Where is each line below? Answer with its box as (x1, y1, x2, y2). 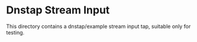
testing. (6, 29, 25, 36)
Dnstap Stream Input (6, 3, 110, 17)
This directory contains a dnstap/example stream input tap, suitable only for (6, 23, 191, 30)
